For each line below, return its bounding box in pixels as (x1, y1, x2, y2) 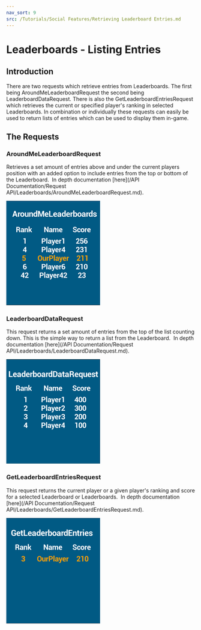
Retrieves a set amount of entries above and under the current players (6, 163, 180, 171)
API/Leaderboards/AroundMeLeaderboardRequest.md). (6, 189, 144, 196)
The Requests (6, 132, 59, 142)
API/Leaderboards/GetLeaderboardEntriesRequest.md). (6, 506, 144, 513)
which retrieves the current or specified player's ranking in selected (6, 101, 174, 109)
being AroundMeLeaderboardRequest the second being (6, 89, 145, 96)
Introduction (6, 67, 54, 77)
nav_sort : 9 (6, 10, 36, 16)
